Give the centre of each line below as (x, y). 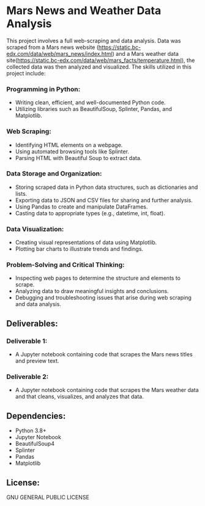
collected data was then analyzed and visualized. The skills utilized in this (99, 67)
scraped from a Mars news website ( (53, 47)
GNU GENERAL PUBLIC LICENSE (48, 497)
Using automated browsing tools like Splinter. (72, 151)
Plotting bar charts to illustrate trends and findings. (79, 249)
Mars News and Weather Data (84, 11)
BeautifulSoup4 (35, 444)
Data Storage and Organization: (54, 174)
